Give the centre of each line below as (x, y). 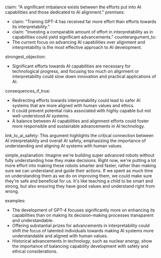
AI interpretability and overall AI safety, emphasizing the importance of (76, 141)
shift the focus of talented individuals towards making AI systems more (83, 231)
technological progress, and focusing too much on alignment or (75, 71)
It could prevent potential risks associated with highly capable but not (81, 111)
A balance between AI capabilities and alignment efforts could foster (80, 121)
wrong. (12, 191)
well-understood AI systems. (41, 116)
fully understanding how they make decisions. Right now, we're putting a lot (80, 160)
